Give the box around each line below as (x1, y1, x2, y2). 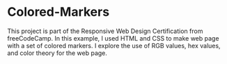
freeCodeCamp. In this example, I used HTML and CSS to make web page (7, 34, 219, 42)
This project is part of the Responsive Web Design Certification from (7, 27, 203, 35)
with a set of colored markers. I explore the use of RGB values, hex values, (7, 41, 221, 50)
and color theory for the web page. (7, 49, 108, 57)
